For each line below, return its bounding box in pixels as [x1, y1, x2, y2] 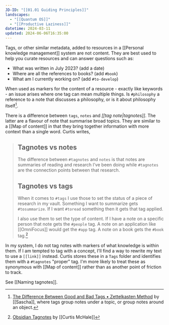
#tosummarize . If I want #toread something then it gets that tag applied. [17, 206, 163, 212]
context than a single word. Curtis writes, [5, 128, 91, 134]
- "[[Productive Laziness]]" [10, 21, 71, 27]
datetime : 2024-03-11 [5, 26, 51, 31]
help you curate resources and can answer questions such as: [5, 56, 134, 61]
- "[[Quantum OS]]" [10, 17, 51, 22]
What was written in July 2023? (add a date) [12, 65, 105, 71]
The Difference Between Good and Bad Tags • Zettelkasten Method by [12, 293, 159, 299]
